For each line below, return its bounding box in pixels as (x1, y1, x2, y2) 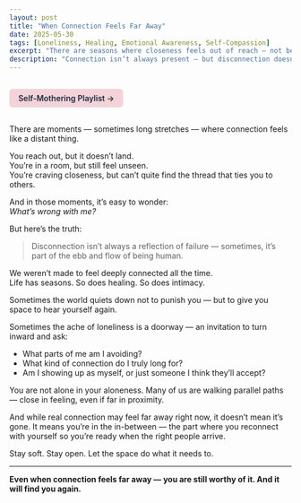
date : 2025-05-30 (9, 30, 74, 39)
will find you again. (9, 483, 82, 494)
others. (9, 179, 36, 189)
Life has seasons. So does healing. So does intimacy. (9, 277, 205, 288)
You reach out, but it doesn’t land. (9, 151, 134, 161)
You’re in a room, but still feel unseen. (9, 160, 149, 170)
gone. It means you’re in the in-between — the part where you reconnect (9, 421, 279, 431)
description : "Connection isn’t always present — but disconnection (9, 55, 271, 64)
